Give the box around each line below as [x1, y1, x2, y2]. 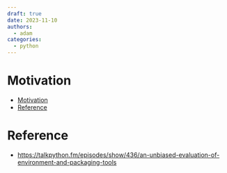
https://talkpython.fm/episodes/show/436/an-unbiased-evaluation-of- [17, 151, 220, 159]
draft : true [7, 10, 42, 17]
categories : [7, 36, 42, 43]
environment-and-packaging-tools [17, 158, 117, 166]
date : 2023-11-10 [7, 17, 58, 24]
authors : [7, 23, 33, 30]
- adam [13, 29, 33, 37]
